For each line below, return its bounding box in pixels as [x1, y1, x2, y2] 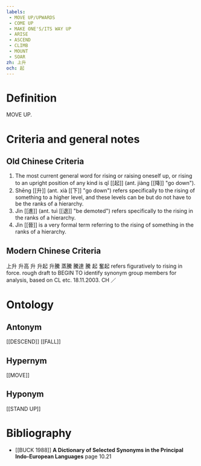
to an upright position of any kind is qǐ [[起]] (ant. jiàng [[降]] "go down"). [14, 180, 196, 187]
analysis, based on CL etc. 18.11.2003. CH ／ [6, 276, 116, 284]
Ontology [6, 298, 54, 312]
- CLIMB [8, 43, 28, 49]
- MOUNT [8, 48, 28, 54]
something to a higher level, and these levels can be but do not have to [14, 194, 191, 201]
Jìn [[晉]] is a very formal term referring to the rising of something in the [14, 221, 194, 228]
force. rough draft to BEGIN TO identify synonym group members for [6, 270, 177, 277]
